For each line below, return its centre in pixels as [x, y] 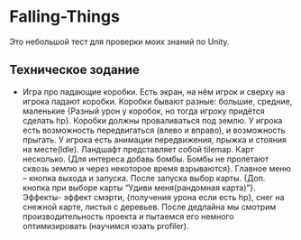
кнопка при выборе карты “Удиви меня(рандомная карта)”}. [139, 188]
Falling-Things [64, 17]
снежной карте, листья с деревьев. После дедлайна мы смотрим [149, 207]
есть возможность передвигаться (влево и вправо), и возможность [154, 130]
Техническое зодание [74, 70]
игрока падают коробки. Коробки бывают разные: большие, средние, [157, 101]
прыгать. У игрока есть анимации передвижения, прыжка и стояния [154, 139]
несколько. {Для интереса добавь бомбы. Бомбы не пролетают [146, 159]
